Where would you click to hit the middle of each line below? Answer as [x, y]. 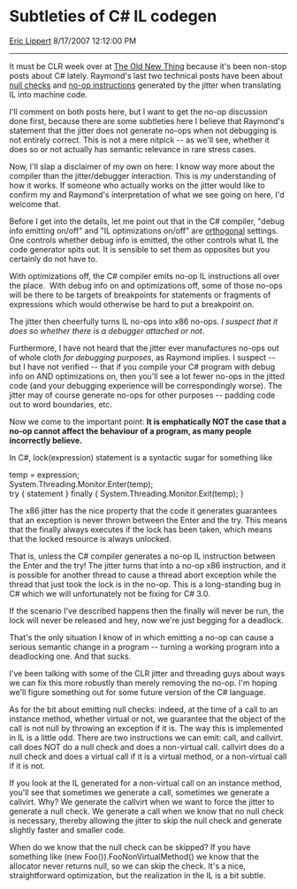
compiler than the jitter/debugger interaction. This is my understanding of [143, 175]
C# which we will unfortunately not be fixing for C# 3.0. [110, 593]
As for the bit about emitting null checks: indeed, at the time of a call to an [144, 709]
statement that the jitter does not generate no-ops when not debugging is [143, 130]
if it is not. [27, 765]
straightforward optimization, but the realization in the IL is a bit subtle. [137, 875]
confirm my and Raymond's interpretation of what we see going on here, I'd [147, 194]
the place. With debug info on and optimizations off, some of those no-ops [146, 285]
